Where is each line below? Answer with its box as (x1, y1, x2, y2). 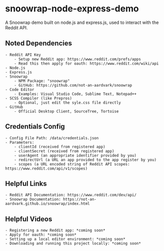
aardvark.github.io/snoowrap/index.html (5, 201, 90, 206)
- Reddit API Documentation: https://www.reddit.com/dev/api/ (5, 192, 137, 198)
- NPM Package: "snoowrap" (14, 78, 70, 84)
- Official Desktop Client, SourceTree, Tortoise (14, 109, 119, 114)
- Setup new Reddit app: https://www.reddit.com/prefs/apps (14, 57, 141, 62)
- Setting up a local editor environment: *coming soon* (5, 237, 126, 242)
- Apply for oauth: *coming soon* (5, 232, 77, 238)
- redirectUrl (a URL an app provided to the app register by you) (14, 157, 157, 162)
